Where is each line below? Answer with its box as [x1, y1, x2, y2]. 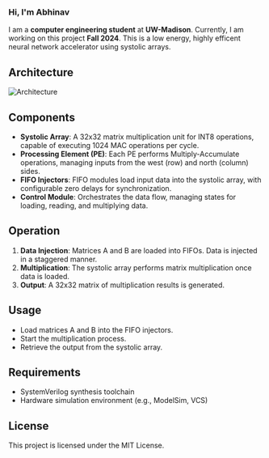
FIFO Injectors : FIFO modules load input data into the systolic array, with [19, 175, 262, 184]
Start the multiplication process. [19, 333, 127, 343]
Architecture [8, 66, 74, 79]
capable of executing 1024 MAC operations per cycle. [19, 140, 200, 150]
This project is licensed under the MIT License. [8, 440, 165, 451]
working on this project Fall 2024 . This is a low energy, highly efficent [8, 33, 241, 43]
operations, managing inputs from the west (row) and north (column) [19, 157, 249, 168]
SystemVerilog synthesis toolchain [19, 387, 135, 397]
